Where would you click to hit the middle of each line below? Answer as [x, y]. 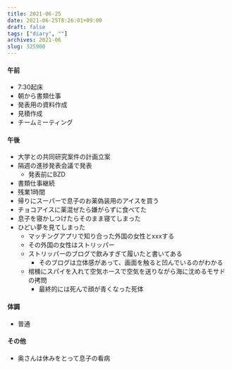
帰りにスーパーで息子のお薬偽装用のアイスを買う [88, 201]
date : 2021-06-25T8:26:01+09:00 [55, 20]
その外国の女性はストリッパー [71, 245]
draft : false [26, 27]
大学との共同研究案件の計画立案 [64, 157]
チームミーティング [45, 122]
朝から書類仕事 [39, 96]
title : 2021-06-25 [34, 14]
